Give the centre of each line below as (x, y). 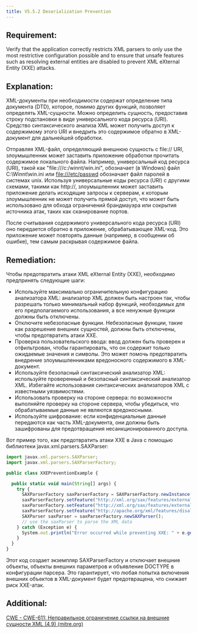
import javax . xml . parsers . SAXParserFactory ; (61, 462)
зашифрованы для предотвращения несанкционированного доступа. (101, 429)
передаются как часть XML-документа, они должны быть (87, 423)
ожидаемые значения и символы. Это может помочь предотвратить (101, 354)
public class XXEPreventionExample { (52, 473)
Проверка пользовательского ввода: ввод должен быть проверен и (100, 342)
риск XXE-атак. (26, 585)
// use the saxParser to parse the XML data (77, 522)
